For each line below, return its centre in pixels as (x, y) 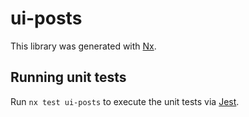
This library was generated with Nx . (83, 46)
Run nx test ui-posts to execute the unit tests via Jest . (125, 101)
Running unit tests (68, 77)
